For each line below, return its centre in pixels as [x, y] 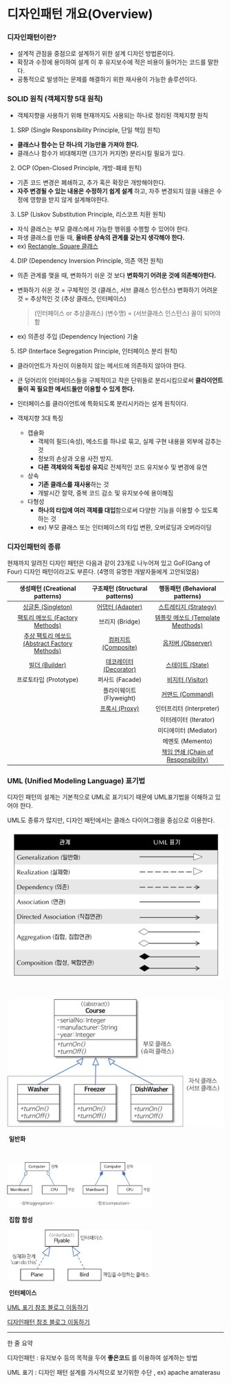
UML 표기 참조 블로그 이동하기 [48, 1307]
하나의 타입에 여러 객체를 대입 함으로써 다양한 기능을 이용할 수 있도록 [128, 510]
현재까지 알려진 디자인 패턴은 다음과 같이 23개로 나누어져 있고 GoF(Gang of [109, 563]
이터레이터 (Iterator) [188, 719]
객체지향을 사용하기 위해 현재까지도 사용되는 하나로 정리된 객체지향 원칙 [112, 115]
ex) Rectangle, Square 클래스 [57, 246]
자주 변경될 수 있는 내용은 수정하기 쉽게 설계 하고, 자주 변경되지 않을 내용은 [116, 191]
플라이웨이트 [120, 690]
